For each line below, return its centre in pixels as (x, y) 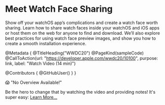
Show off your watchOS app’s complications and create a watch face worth (82, 23)
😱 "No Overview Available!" (34, 82)
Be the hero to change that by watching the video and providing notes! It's (80, 92)
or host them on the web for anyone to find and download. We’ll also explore (82, 33)
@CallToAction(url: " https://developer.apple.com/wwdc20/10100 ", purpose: (82, 58)
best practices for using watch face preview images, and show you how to (81, 38)
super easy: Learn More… (31, 97)
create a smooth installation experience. (46, 43)
